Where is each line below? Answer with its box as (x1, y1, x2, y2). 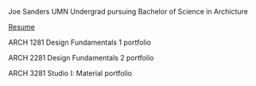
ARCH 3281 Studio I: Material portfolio (8, 68, 133, 78)
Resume (8, 22, 36, 31)
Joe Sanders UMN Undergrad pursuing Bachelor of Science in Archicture (8, 7, 249, 16)
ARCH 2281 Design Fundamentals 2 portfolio (8, 53, 154, 62)
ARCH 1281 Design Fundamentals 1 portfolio (8, 37, 151, 47)
